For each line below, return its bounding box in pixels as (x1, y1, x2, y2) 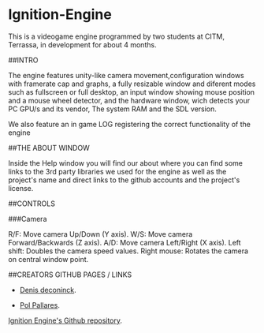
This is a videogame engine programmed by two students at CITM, (8, 32, 225, 41)
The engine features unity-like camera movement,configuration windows (8, 70, 244, 80)
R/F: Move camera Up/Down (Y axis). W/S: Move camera (8, 229, 193, 238)
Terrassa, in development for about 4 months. (8, 39, 157, 49)
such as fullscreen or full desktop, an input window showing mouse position (8, 87, 255, 96)
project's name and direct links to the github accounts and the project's (8, 175, 240, 185)
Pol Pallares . (19, 300, 61, 309)
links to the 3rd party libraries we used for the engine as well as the (8, 166, 227, 176)
